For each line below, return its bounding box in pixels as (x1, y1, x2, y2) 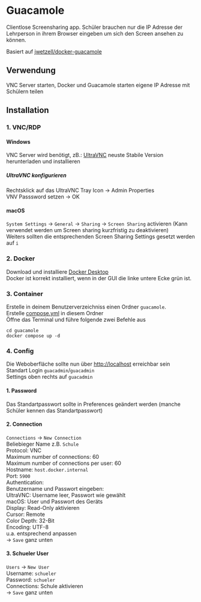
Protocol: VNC (6, 446, 42, 454)
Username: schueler (6, 570, 57, 577)
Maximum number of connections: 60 (6, 453, 100, 460)
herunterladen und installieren (6, 158, 80, 165)
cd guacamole (6, 328, 39, 334)
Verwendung (6, 66, 56, 76)
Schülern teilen (6, 88, 44, 95)
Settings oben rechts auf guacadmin (6, 373, 93, 381)
